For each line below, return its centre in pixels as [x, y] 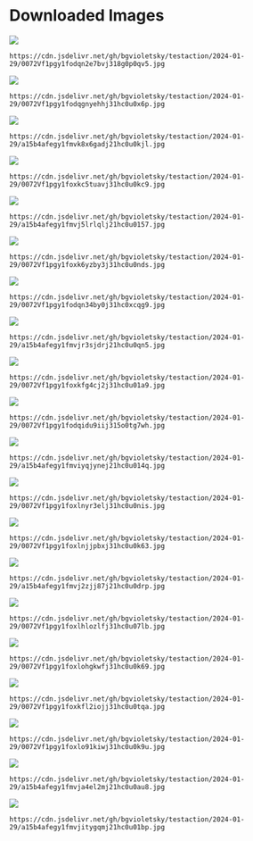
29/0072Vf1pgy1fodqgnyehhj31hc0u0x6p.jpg [87, 104]
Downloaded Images [87, 16]
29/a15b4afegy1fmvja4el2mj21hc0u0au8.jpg [87, 787]
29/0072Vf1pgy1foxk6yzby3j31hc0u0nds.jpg [87, 264]
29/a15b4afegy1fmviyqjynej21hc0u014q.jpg [87, 465]
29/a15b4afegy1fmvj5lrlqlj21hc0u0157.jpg [87, 224]
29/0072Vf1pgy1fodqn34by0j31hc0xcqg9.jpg [87, 304]
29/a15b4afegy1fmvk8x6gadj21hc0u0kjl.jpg [87, 144]
